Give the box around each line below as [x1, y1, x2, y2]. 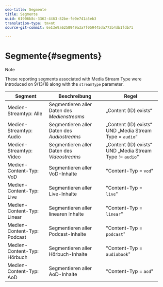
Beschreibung [58, 93, 92, 100]
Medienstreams [49, 113, 85, 120]
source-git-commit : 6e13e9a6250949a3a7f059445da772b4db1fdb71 [5, 25, 133, 30]
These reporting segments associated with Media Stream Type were [5, 76, 142, 82]
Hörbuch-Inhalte [49, 251, 88, 258]
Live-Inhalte [49, 191, 77, 197]
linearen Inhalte [49, 210, 84, 217]
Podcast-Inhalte [49, 231, 86, 238]
